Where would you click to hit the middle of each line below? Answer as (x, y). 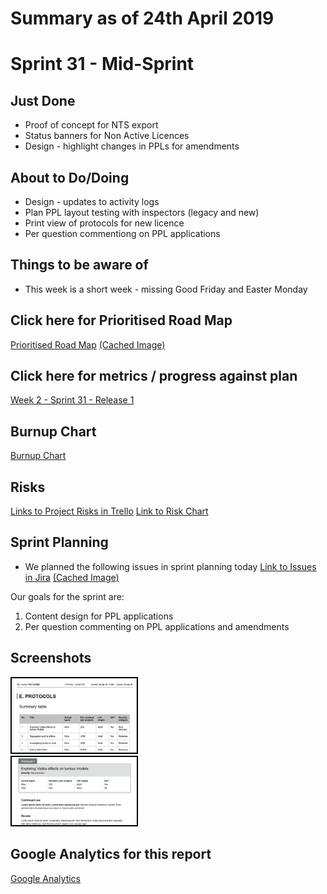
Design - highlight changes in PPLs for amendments (132, 146)
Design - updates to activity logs (92, 201)
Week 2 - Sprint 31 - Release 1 (72, 400)
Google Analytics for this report (111, 854)
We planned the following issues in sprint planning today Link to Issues (170, 566)
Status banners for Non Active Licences (107, 136)
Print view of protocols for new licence (104, 223)
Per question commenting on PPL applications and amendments (157, 626)
